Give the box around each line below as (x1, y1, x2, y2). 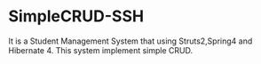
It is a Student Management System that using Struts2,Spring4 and (8, 36, 253, 46)
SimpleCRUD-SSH (8, 6, 144, 27)
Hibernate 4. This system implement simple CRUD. (8, 44, 194, 55)
